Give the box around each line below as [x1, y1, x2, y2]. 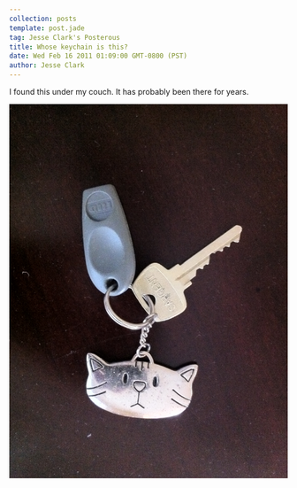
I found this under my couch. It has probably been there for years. [9, 87, 249, 97]
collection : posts [9, 14, 77, 23]
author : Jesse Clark [9, 61, 86, 70]
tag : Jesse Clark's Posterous [9, 33, 121, 42]
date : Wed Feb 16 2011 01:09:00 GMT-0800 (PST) [9, 51, 188, 61]
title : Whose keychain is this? [9, 43, 128, 51]
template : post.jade [9, 23, 86, 33]
